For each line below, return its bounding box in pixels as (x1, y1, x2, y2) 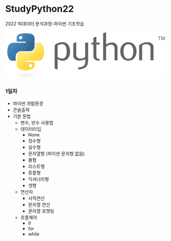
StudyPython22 (5, 3, 74, 15)
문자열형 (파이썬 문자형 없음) (28, 150, 85, 156)
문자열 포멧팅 (28, 208, 55, 214)
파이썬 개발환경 (12, 100, 44, 106)
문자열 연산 (28, 201, 50, 207)
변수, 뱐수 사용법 (20, 119, 54, 126)
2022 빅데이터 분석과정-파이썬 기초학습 (5, 20, 84, 27)
